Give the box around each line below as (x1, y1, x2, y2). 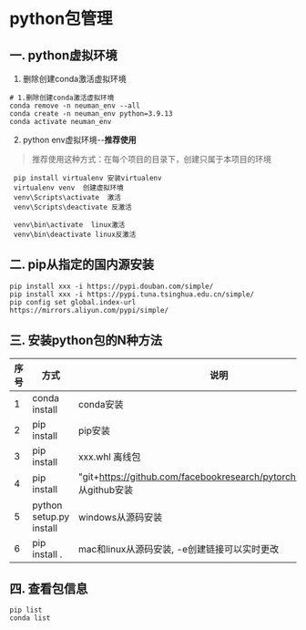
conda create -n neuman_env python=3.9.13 (9, 109, 173, 119)
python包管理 (9, 8, 113, 29)
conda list (9, 614, 51, 623)
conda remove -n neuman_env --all (9, 101, 141, 110)
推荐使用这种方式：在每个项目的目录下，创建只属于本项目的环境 (31, 154, 271, 164)
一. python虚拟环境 (9, 47, 117, 63)
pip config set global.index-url (9, 297, 137, 306)
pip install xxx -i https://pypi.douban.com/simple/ (9, 282, 214, 291)
